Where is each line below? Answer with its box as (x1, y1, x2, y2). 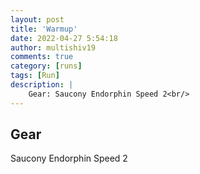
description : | (10, 80, 74, 90)
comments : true (10, 52, 74, 62)
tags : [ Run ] (10, 71, 60, 81)
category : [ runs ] (10, 61, 83, 71)
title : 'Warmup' (10, 24, 78, 34)
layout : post (10, 14, 65, 25)
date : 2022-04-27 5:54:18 (10, 33, 118, 43)
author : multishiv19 (10, 42, 97, 53)
